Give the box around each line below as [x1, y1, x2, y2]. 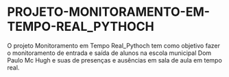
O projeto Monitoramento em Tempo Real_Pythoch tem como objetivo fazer [7, 41, 221, 49]
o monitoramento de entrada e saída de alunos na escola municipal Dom [7, 49, 212, 57]
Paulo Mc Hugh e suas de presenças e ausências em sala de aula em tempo [7, 56, 223, 64]
